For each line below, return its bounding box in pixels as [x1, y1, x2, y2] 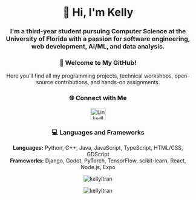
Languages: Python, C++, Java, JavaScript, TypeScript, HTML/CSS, [13, 144, 183, 151]
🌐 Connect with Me [68, 94, 128, 102]
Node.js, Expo [80, 164, 116, 170]
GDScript [87, 151, 109, 158]
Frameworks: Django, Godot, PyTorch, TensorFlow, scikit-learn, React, [10, 157, 186, 164]
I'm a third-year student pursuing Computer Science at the [10, 27, 186, 36]
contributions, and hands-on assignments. [54, 79, 160, 86]
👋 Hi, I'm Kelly [62, 5, 134, 19]
